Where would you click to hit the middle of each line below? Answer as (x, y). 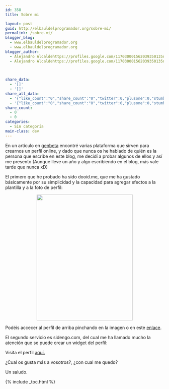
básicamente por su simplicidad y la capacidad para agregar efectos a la (80, 182)
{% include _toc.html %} (30, 381)
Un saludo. (16, 372)
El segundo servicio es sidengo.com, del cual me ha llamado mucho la (78, 337)
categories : (18, 122)
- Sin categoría (27, 126)
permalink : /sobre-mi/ (29, 33)
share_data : (18, 80)
